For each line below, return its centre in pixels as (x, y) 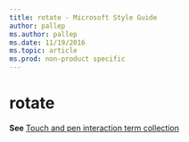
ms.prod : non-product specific (67, 59)
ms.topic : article (43, 51)
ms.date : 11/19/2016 (48, 42)
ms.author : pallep (43, 34)
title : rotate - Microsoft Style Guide (83, 17)
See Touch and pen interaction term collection (94, 128)
